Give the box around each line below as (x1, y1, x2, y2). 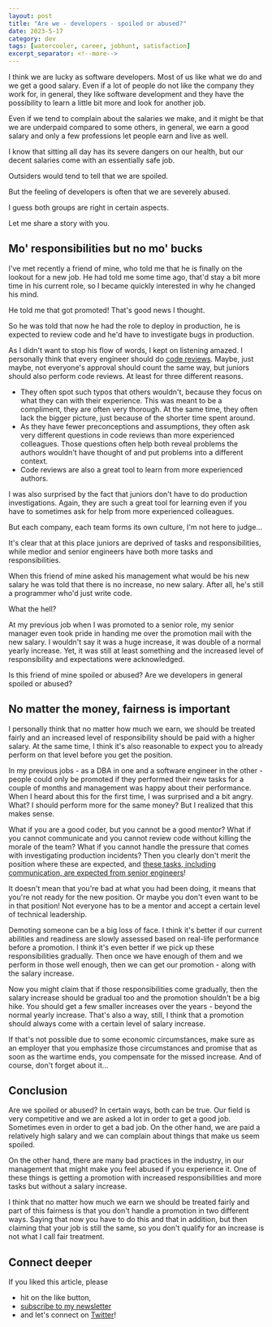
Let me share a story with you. (8, 219, 110, 228)
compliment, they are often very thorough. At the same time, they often (19, 404, 258, 414)
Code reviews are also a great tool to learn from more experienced (19, 464, 244, 474)
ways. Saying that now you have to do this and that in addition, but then (8, 1215, 248, 1225)
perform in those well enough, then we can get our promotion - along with (8, 959, 257, 969)
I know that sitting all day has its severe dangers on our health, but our (8, 147, 244, 156)
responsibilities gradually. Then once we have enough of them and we (8, 951, 244, 960)
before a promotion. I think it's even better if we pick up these (8, 942, 215, 952)
